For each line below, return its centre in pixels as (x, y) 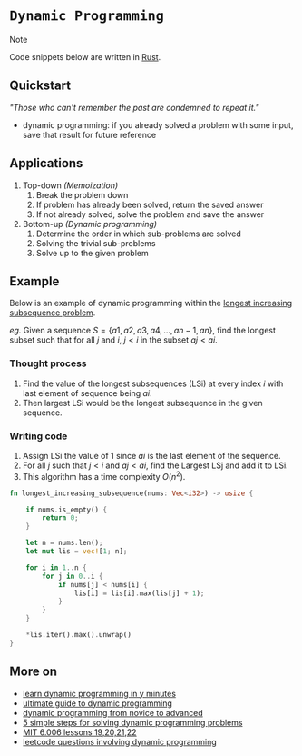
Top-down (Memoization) (70, 185)
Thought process (49, 363)
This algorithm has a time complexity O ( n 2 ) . (104, 475)
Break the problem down (82, 194)
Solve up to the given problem (92, 253)
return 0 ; (60, 518)
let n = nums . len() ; (64, 543)
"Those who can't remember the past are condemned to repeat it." (134, 107)
